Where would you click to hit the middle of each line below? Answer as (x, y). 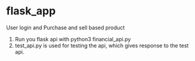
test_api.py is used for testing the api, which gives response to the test (102, 45)
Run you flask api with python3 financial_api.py (73, 39)
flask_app (31, 11)
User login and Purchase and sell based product (65, 28)
